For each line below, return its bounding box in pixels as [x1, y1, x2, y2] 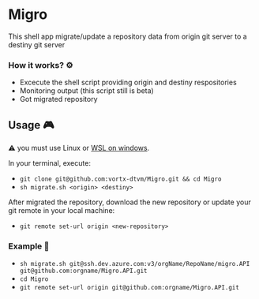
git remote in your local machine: [8, 206, 115, 215]
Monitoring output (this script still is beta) [19, 86, 154, 95]
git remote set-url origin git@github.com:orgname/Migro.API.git [19, 284, 239, 292]
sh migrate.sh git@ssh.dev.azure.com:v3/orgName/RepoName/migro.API [19, 260, 250, 268]
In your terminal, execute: [8, 159, 91, 168]
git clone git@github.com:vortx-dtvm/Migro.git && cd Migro [19, 175, 222, 183]
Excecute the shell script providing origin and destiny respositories [19, 77, 237, 88]
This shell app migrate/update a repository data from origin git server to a [8, 32, 247, 41]
